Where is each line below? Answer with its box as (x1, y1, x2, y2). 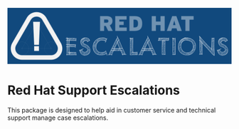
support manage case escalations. (7, 113, 109, 122)
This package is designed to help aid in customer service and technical (7, 105, 216, 114)
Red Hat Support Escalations (7, 83, 180, 98)
